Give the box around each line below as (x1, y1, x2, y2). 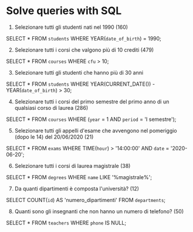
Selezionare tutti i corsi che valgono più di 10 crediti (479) (14, 46, 154, 53)
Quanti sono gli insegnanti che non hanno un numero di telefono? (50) (14, 207, 184, 215)
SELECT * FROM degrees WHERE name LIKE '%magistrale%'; (6, 173, 153, 180)
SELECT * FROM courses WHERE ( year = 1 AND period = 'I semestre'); (6, 116, 177, 123)
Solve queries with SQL (6, 4, 122, 18)
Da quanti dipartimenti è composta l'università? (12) (14, 185, 140, 192)
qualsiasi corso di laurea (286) (14, 104, 89, 111)
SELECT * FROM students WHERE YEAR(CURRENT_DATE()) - (6, 80, 155, 88)
